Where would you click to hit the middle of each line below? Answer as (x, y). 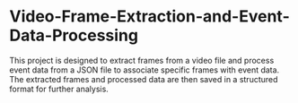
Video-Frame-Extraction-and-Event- (149, 17)
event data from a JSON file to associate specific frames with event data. (145, 70)
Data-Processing (74, 35)
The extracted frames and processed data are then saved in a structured (144, 79)
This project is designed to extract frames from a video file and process (142, 60)
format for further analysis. (59, 89)
